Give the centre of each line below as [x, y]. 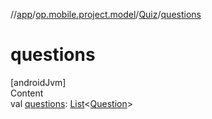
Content [27, 93]
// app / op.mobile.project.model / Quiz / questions [106, 14]
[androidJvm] [38, 82]
